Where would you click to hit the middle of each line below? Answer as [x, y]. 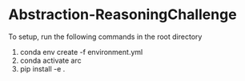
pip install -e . [42, 68]
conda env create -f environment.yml [81, 52]
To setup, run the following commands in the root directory [105, 37]
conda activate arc [50, 60]
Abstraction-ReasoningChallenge [123, 15]
